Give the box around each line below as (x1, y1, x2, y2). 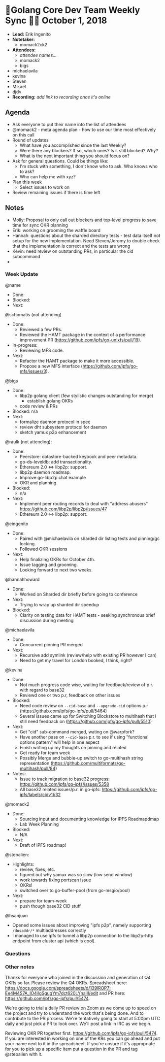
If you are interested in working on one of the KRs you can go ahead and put (5, 1035, 160, 1041)
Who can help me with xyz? (19, 173, 76, 179)
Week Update (5, 271, 38, 278)
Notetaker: (12, 36, 35, 42)
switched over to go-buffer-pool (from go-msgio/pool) (19, 887, 131, 893)
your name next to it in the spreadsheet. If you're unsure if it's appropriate (5, 1041, 155, 1047)
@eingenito (5, 521, 29, 527)
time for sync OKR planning (12, 222, 68, 228)
